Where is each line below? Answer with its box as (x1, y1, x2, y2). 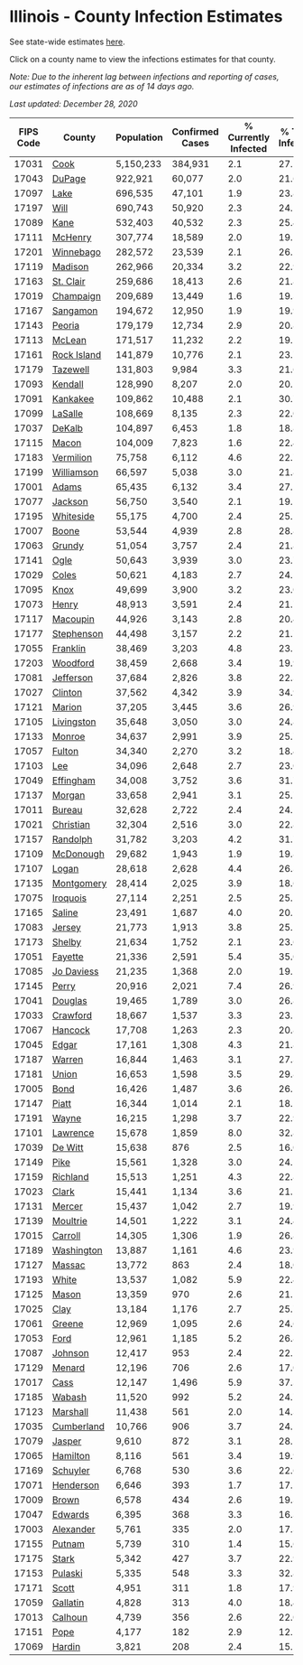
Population (115, 131, 164, 144)
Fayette (51, 950, 84, 963)
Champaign (51, 289, 102, 302)
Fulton (51, 744, 79, 757)
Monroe (51, 730, 86, 743)
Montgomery (51, 876, 107, 889)
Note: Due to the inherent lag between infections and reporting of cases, (9, 70, 280, 82)
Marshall (51, 1405, 88, 1417)
